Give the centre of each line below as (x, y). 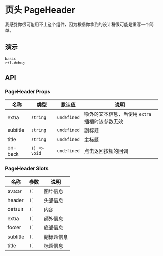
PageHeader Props (28, 92)
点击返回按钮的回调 (106, 151)
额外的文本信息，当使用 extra (118, 114)
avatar (15, 191)
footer (15, 227)
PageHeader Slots (27, 169)
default (16, 209)
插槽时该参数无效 (104, 122)
